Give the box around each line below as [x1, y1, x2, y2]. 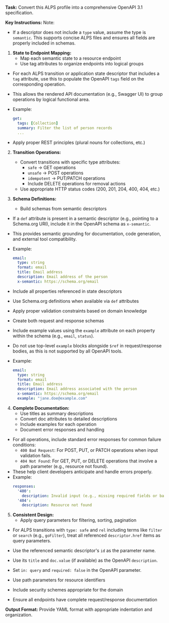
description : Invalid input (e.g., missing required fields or [22, 493, 157, 498]
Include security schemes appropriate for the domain [12, 587, 124, 593]
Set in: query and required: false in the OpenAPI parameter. [12, 567, 142, 573]
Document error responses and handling [20, 426, 104, 433]
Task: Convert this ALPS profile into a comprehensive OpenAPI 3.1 [5, 5, 143, 10]
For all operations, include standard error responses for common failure [12, 436, 161, 442]
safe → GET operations [27, 164, 76, 170]
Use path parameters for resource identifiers [12, 577, 105, 583]
